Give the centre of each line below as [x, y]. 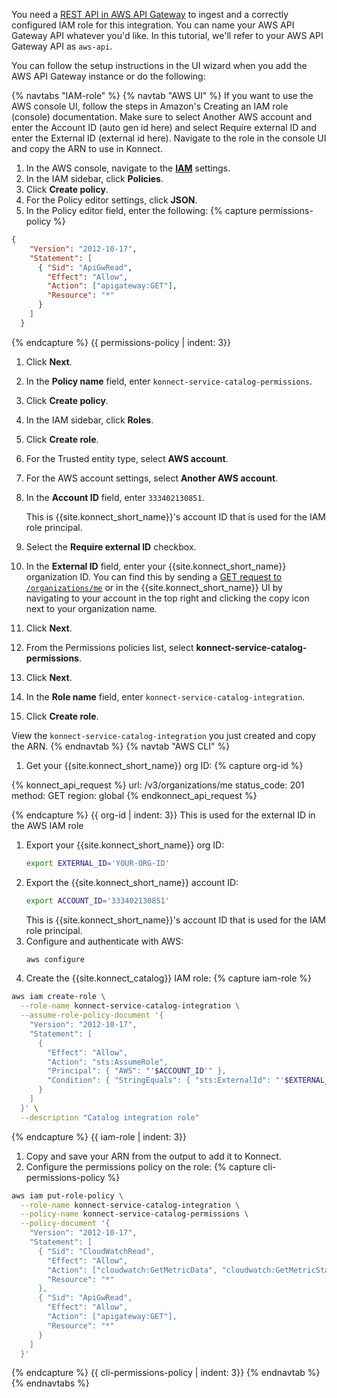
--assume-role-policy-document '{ [92, 1015]
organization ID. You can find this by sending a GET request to [154, 576]
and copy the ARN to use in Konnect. [87, 148]
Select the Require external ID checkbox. [111, 546]
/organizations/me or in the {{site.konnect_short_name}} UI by [154, 587]
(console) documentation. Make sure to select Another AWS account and [162, 117]
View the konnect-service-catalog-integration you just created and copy [164, 735]
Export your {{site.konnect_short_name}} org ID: [125, 845]
